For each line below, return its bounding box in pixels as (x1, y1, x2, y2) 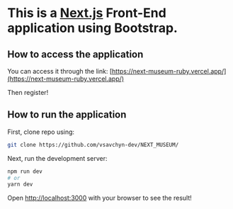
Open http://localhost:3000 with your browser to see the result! (7, 193, 193, 203)
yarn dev (7, 181, 33, 188)
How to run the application (7, 108, 127, 121)
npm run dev (7, 168, 42, 175)
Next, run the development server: (7, 154, 108, 162)
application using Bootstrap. (7, 20, 178, 36)
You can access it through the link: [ (7, 67, 113, 75)
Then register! (7, 89, 49, 96)
